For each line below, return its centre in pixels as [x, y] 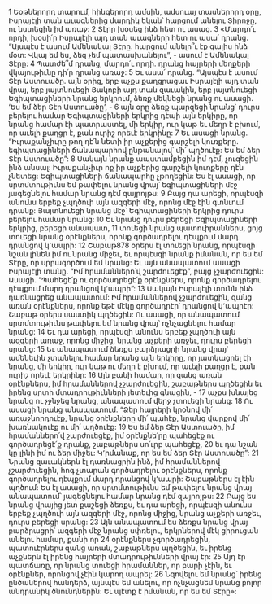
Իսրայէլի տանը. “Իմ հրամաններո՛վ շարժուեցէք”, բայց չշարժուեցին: [136, 271]
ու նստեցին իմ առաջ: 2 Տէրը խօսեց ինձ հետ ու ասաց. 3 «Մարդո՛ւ [132, 29]
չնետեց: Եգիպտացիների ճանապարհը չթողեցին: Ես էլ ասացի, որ [132, 176]
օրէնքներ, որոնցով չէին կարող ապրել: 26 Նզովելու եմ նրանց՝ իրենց [135, 574]
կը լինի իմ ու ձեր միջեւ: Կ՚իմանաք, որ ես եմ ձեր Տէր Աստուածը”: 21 [134, 453]
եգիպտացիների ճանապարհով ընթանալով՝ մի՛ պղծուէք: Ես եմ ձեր [134, 150]
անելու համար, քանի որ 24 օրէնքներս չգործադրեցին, [110, 539]
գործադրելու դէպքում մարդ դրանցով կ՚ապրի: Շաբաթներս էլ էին [132, 479]
